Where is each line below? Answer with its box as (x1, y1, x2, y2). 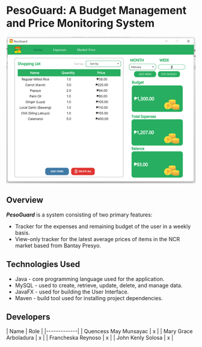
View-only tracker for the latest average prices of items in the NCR (14, 235, 180, 242)
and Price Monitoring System (6, 16, 155, 30)
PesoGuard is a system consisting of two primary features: (6, 211, 153, 218)
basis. (14, 229, 30, 236)
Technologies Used (6, 259, 80, 269)
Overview (6, 195, 44, 205)
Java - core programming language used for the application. (14, 275, 165, 283)
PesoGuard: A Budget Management (6, 4, 187, 17)
